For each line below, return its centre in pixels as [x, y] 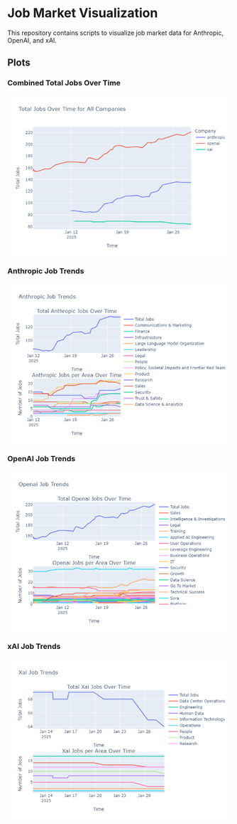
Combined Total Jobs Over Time [64, 83]
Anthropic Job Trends [46, 270]
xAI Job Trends [34, 647]
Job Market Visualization [83, 13]
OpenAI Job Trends [42, 458]
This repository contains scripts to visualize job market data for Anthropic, [116, 33]
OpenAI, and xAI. [32, 40]
